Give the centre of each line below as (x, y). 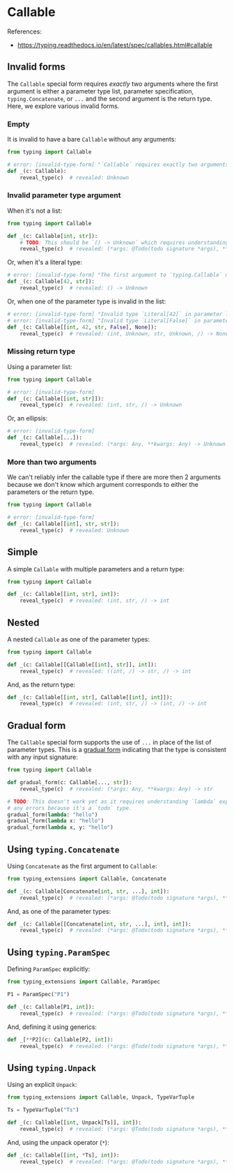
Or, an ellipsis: (28, 419)
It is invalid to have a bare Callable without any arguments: (92, 140)
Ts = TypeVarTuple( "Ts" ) (43, 1110)
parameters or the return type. (51, 492)
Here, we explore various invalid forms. (63, 106)
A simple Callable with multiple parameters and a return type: (96, 569)
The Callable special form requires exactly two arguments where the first (113, 84)
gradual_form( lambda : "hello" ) (53, 814)
